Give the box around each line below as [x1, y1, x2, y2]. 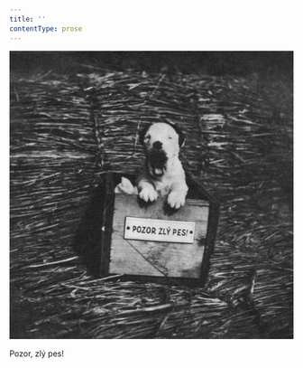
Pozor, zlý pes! [9, 348, 65, 359]
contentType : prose [9, 24, 83, 33]
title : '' [9, 14, 47, 24]
